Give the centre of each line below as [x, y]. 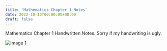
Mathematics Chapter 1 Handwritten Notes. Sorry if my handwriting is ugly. [83, 33]
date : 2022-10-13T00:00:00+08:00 [41, 14]
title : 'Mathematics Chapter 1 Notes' [46, 10]
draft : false [19, 19]
